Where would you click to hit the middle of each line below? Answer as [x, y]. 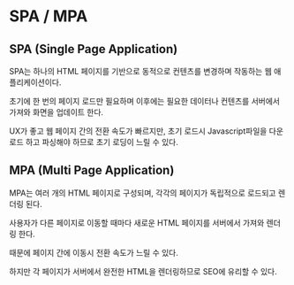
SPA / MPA [49, 16]
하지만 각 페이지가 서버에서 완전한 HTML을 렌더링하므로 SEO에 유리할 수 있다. [143, 271]
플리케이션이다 [34, 82]
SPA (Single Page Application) [94, 49]
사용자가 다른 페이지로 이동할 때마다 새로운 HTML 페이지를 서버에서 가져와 [137, 222]
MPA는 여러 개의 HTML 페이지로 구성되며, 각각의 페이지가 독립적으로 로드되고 [143, 193]
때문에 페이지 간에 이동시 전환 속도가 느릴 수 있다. [94, 252]
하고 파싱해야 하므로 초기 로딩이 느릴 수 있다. [102, 142]
